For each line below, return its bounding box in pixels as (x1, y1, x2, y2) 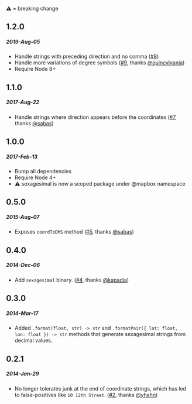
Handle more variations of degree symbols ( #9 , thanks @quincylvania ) (14, 59, 185, 66)
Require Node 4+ (14, 174, 57, 181)
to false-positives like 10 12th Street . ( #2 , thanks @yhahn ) (14, 391, 158, 398)
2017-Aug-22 (6, 99, 40, 106)
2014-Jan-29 (6, 370, 39, 377)
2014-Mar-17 (6, 310, 39, 317)
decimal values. (14, 337, 53, 344)
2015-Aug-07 (6, 214, 40, 221)
